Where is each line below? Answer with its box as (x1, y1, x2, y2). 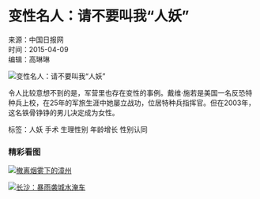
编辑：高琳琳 (8, 54, 50, 64)
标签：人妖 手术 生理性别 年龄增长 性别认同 (8, 124, 148, 134)
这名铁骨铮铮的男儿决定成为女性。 (8, 107, 119, 117)
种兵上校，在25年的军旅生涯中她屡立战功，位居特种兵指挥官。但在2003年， (8, 98, 255, 107)
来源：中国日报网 (8, 35, 64, 44)
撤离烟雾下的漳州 (16, 166, 72, 175)
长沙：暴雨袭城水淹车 (16, 182, 85, 192)
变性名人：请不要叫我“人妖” (8, 7, 190, 25)
